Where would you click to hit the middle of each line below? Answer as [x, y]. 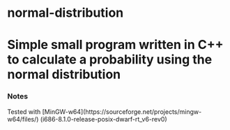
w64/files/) [23, 119]
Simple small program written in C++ [115, 45]
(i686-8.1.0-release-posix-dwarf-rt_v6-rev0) [103, 119]
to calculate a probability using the [110, 60]
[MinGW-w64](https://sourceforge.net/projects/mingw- [122, 111]
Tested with [24, 111]
